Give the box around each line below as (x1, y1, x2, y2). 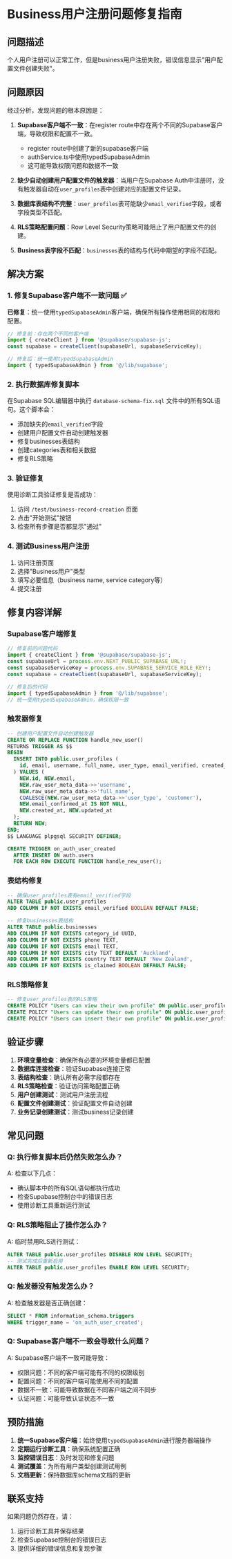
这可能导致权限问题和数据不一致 (27, 161, 119, 169)
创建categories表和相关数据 (17, 446, 97, 454)
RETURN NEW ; (13, 820, 48, 827)
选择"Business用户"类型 (17, 567, 86, 575)
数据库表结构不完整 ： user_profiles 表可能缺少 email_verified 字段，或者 (17, 199, 222, 207)
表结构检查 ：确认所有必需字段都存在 (17, 1073, 121, 1081)
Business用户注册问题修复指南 (7, 6, 182, 22)
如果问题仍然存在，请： (7, 1512, 74, 1521)
